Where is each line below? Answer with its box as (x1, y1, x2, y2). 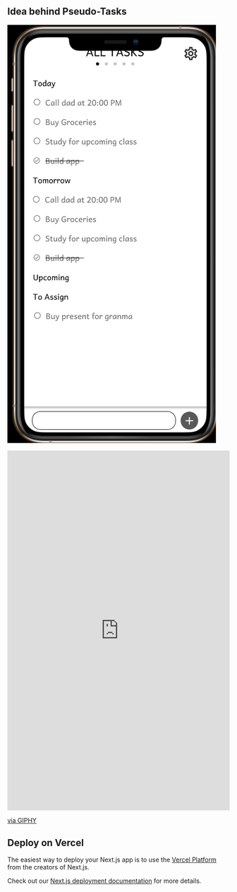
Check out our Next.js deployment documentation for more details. (7, 876, 202, 885)
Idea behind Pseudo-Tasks (7, 6, 127, 18)
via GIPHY (7, 816, 37, 825)
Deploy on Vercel (7, 836, 85, 849)
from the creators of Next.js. (7, 863, 90, 872)
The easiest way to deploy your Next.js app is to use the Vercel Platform (7, 855, 217, 864)
